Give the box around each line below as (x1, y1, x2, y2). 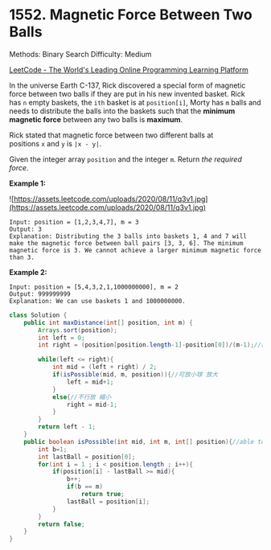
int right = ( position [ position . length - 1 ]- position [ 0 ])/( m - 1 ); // (38, 341, 262, 349)
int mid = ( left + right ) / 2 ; (51, 363, 158, 371)
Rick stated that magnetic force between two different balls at (9, 130, 214, 140)
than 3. (9, 253, 35, 261)
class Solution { (9, 311, 68, 319)
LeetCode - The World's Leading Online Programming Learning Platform (9, 64, 248, 74)
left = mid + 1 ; (66, 378, 114, 386)
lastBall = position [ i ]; (66, 497, 150, 506)
